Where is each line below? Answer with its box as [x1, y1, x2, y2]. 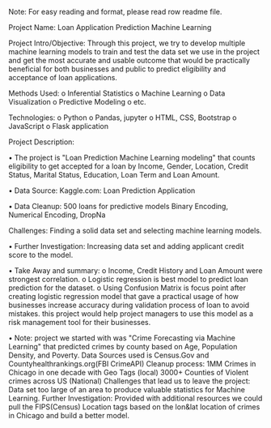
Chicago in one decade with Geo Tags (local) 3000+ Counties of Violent [8, 368, 249, 377]
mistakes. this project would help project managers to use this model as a [8, 309, 253, 319]
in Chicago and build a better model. [8, 411, 129, 420]
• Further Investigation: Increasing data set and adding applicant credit [8, 242, 244, 250]
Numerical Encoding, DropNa [8, 210, 106, 220]
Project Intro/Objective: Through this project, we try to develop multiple [8, 38, 246, 48]
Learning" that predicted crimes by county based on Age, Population [8, 342, 238, 351]
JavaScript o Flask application [8, 122, 109, 131]
